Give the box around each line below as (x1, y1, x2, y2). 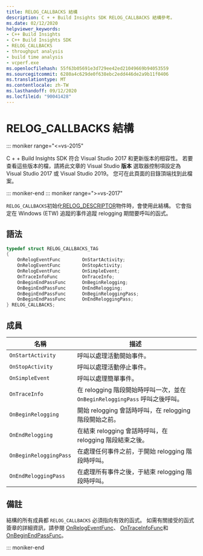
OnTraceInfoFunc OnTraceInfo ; (17, 274, 115, 280)
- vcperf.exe (6, 59, 39, 66)
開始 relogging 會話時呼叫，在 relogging (77, 406, 191, 415)
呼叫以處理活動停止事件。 (77, 362, 150, 371)
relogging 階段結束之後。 (77, 435, 149, 444)
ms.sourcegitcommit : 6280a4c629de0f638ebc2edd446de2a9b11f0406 (6, 71, 169, 77)
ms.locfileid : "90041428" (6, 93, 71, 100)
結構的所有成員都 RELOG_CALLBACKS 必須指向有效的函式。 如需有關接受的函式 (6, 517, 195, 524)
